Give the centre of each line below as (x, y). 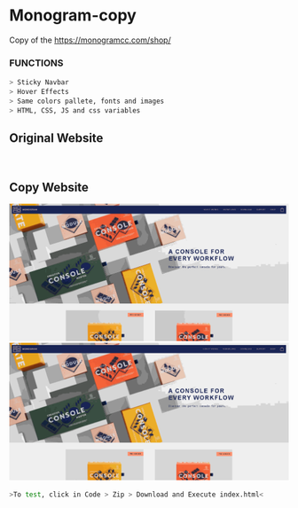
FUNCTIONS (36, 63)
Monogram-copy (73, 16)
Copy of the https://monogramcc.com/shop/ (90, 40)
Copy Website (49, 187)
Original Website (56, 138)
